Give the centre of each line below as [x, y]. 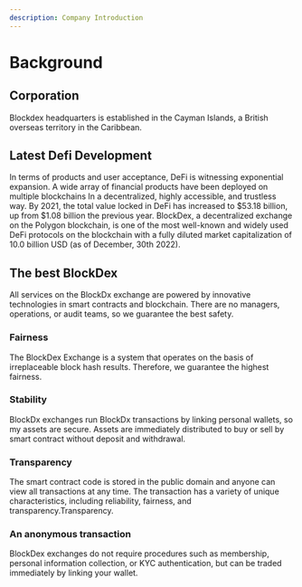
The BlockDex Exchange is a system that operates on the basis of [132, 357]
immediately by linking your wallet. [74, 573]
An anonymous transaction [70, 535]
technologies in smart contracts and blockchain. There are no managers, [145, 305]
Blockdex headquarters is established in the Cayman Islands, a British [139, 118]
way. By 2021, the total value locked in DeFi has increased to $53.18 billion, [148, 206]
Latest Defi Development [80, 156]
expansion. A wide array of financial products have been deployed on [139, 187]
